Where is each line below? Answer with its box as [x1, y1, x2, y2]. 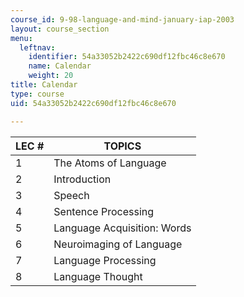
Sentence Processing [53, 204, 155, 218]
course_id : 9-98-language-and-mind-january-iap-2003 [10, 14, 235, 25]
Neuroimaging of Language [53, 237, 183, 251]
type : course [10, 89, 65, 99]
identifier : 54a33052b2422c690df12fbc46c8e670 [28, 52, 226, 62]
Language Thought [53, 269, 143, 283]
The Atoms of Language [53, 156, 167, 170]
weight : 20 [28, 71, 74, 81]
